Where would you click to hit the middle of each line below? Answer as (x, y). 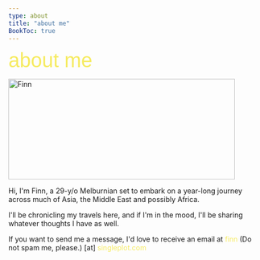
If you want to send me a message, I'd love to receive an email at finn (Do (130, 239)
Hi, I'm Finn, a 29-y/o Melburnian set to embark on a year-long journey (126, 191)
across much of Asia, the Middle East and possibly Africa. (104, 200)
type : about (28, 16)
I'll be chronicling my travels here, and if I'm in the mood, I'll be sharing (126, 215)
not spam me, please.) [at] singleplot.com (77, 248)
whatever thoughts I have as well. (64, 224)
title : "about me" (39, 23)
